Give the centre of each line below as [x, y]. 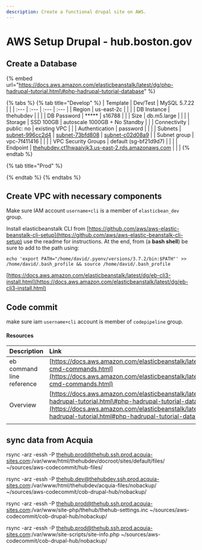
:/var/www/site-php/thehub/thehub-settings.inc [89, 510]
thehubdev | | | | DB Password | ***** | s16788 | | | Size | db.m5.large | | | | [98, 116]
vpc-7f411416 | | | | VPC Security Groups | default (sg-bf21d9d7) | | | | [92, 141]
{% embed [20, 78]
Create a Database [41, 64]
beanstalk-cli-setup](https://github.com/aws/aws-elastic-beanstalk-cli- [95, 235]
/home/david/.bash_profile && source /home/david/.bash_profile [88, 264]
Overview [23, 405]
